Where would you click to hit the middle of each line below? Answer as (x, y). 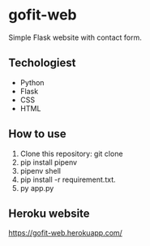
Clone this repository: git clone (71, 153)
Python (32, 82)
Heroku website (49, 213)
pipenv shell (40, 170)
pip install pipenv (49, 162)
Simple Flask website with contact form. (75, 37)
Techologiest (42, 63)
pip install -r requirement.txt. (68, 179)
